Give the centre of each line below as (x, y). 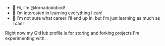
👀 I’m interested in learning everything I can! (57, 13)
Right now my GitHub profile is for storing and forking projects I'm (72, 33)
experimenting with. (26, 38)
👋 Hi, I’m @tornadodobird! (39, 8)
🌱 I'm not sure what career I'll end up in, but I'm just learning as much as (86, 18)
